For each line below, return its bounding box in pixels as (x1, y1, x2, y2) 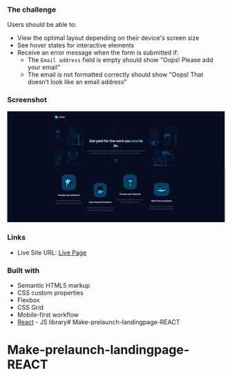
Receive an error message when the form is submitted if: (17, 48, 179, 57)
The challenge (7, 5, 57, 14)
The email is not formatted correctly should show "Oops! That (27, 70, 204, 79)
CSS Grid (17, 304, 43, 312)
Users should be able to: (7, 21, 77, 29)
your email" (27, 63, 61, 72)
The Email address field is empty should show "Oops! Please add (27, 56, 214, 64)
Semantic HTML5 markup (17, 281, 90, 290)
